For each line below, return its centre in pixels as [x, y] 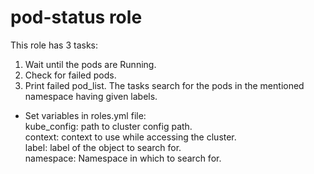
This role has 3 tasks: [54, 45]
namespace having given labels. [91, 96]
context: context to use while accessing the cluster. [130, 137]
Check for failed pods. [70, 75]
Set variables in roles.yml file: [85, 115]
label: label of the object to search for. [103, 147]
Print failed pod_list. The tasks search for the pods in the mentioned [164, 85]
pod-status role [76, 17]
